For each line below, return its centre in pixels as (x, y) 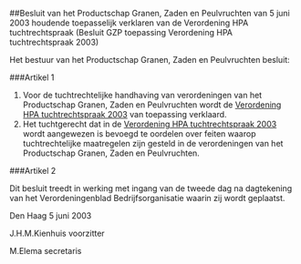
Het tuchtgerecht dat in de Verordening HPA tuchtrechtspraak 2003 (150, 124)
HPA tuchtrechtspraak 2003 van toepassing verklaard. (125, 114)
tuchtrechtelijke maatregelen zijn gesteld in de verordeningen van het (153, 143)
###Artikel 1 (32, 77)
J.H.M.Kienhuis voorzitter (57, 233)
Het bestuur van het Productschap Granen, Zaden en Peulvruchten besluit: (150, 60)
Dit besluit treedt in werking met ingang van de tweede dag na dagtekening (151, 188)
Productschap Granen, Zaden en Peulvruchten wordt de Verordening (152, 105)
